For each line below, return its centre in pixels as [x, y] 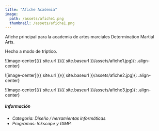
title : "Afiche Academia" [31, 9]
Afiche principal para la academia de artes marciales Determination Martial [79, 37]
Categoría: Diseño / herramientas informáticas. [59, 118]
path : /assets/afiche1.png [37, 18]
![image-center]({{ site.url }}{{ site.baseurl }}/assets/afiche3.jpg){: [71, 90]
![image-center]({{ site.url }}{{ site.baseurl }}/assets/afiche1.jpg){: [71, 61]
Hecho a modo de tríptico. [31, 51]
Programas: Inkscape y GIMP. [42, 124]
